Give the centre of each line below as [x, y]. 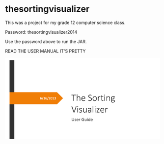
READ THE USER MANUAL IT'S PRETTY [45, 51]
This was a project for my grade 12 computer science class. [66, 23]
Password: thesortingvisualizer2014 [41, 32]
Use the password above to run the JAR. [46, 41]
